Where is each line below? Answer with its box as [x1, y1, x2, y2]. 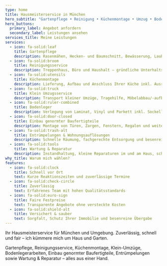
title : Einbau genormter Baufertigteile [14, 118, 99, 124]
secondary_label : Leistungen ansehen [9, 30, 88, 35]
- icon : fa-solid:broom [9, 58, 59, 63]
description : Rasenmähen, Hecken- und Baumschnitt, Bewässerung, [14, 53, 153, 59]
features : [5, 160, 26, 165]
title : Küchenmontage [14, 77, 59, 82]
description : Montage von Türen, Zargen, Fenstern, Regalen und [14, 123, 150, 128]
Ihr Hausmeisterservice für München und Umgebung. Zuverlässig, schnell [5, 230, 157, 236]
